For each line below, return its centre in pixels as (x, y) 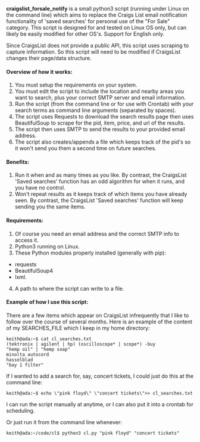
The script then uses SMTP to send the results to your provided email (100, 129)
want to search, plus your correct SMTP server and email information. (100, 98)
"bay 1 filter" (25, 365)
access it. (26, 240)
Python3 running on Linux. (47, 246)
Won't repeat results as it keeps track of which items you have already (101, 194)
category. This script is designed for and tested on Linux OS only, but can (96, 27)
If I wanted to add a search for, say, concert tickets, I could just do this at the (100, 376)
